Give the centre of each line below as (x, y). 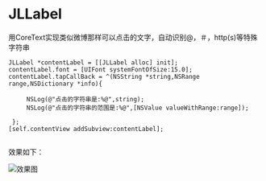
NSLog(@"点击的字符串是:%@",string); (85, 99)
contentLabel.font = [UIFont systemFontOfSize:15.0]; (101, 69)
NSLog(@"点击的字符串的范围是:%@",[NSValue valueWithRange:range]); (137, 108)
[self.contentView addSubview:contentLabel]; (86, 129)
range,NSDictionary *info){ (56, 84)
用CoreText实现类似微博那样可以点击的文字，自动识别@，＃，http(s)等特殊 (133, 37)
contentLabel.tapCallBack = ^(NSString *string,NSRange (104, 76)
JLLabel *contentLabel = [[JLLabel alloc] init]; (94, 62)
